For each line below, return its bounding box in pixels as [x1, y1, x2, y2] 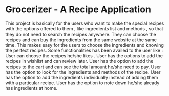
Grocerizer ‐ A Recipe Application [5, 4, 151, 15]
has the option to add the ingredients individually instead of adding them [5, 74, 158, 80]
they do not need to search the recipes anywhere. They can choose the [5, 31, 156, 37]
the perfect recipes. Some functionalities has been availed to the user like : [5, 47, 163, 53]
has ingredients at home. [5, 85, 58, 91]
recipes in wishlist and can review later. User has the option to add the [5, 58, 154, 64]
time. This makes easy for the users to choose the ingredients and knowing [5, 42, 164, 48]
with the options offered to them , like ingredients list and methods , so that [5, 25, 163, 31]
